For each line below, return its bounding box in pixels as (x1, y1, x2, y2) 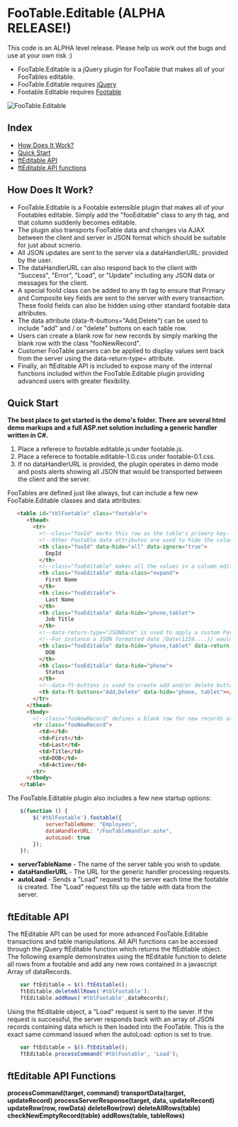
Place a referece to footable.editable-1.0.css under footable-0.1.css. (17, 453, 216, 461)
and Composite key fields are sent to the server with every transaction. (17, 293, 225, 302)
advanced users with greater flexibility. (17, 377, 131, 385)
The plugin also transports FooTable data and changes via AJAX (17, 225, 205, 234)
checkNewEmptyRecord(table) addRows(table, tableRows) (7, 1111, 186, 1120)
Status (45, 669, 65, 676)
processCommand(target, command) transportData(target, (7, 1089, 186, 1097)
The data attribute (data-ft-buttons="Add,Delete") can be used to (17, 316, 208, 325)
